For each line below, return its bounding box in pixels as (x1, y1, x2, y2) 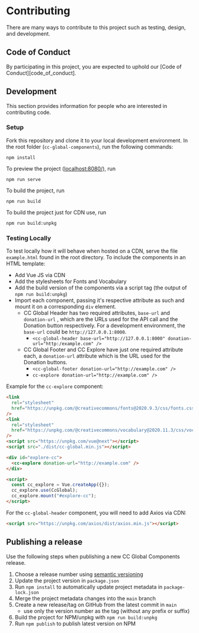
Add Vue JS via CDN (14, 272, 66, 279)
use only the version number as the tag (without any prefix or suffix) (23, 607, 190, 615)
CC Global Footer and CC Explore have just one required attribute (23, 346, 184, 354)
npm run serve (6, 176, 41, 182)
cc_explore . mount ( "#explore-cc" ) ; (11, 493, 97, 499)
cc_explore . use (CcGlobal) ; (11, 488, 78, 494)
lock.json (14, 589, 40, 596)
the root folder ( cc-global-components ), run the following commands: (6, 143, 174, 150)
